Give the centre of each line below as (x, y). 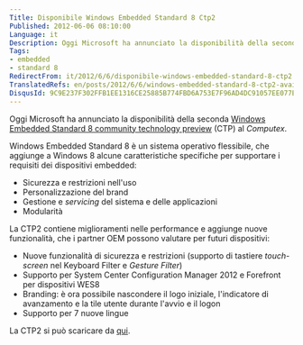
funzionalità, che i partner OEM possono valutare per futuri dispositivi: (140, 238)
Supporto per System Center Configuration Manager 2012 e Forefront (151, 275)
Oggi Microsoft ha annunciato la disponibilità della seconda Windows (138, 119)
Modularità (42, 211)
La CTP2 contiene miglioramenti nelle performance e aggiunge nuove (138, 228)
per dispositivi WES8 (61, 284)
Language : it (34, 34)
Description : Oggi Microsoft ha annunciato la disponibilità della (139, 43)
